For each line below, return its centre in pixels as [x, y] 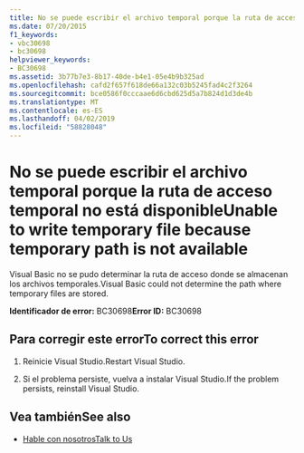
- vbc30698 [30, 43]
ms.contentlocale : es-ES [56, 111]
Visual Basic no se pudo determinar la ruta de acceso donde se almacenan [149, 274]
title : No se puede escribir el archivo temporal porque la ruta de [141, 18]
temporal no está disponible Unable [144, 211]
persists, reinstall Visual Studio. [81, 388]
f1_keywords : [34, 34]
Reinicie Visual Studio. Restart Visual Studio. [104, 361]
